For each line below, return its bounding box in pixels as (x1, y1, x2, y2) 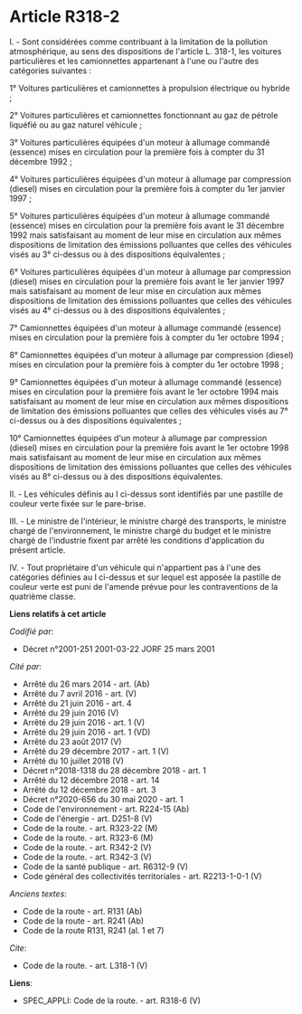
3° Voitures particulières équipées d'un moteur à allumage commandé (9, 137, 270, 147)
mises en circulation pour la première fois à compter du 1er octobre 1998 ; (9, 359, 285, 370)
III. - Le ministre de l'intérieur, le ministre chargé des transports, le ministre (9, 516, 287, 526)
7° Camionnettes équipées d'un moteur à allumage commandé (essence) (9, 322, 282, 333)
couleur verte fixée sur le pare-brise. (9, 498, 146, 508)
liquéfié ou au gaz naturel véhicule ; (9, 119, 143, 130)
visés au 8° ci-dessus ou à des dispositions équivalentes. (9, 470, 223, 481)
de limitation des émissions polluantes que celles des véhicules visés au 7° (9, 405, 288, 416)
